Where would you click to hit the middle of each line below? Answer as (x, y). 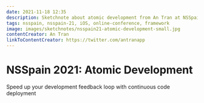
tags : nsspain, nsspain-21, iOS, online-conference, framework (88, 23)
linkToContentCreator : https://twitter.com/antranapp (76, 40)
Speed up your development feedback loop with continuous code (88, 87)
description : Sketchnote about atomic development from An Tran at (93, 18)
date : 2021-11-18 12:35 (36, 12)
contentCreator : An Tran (38, 35)
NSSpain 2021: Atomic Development (100, 70)
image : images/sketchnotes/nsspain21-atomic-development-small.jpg (93, 29)
